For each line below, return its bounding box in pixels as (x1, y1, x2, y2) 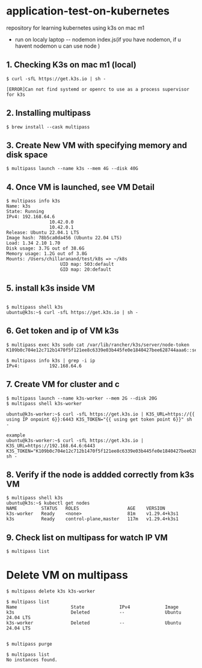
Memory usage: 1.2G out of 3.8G (6, 251, 87, 257)
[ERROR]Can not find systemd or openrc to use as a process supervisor (6, 86, 189, 92)
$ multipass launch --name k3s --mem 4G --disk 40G (6, 166, 138, 172)
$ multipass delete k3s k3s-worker (6, 588, 96, 594)
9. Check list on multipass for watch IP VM (6, 532, 168, 543)
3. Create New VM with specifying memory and (6, 140, 188, 150)
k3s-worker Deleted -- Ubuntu (6, 620, 182, 626)
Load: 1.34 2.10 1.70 (6, 240, 61, 247)
